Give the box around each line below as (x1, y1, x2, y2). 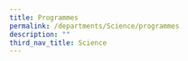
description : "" (9, 30, 70, 39)
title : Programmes (9, 13, 79, 22)
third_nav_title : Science (9, 38, 107, 48)
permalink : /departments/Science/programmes (9, 22, 180, 30)
